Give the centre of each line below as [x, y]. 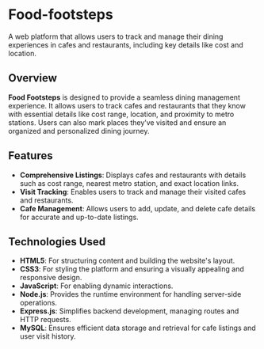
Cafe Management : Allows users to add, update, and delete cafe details [138, 208]
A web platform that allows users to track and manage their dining [116, 36]
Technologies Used [57, 242]
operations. [38, 303]
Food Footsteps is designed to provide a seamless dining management [124, 97]
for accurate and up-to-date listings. [79, 217]
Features [31, 156]
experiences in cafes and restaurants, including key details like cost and [126, 44]
